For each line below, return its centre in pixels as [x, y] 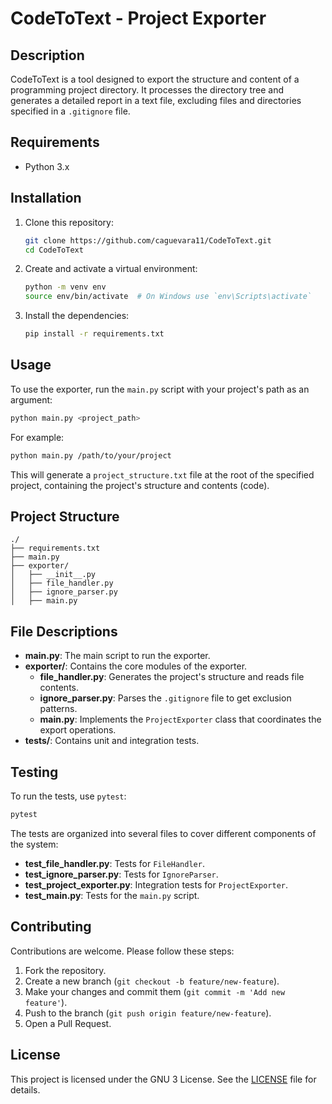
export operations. [78, 730]
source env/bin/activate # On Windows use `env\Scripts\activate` [168, 297]
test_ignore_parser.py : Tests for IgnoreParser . [121, 874]
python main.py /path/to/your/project [91, 455]
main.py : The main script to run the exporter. [117, 656]
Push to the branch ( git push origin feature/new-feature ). [148, 1013]
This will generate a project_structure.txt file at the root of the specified [162, 474]
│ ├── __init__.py [53, 575]
